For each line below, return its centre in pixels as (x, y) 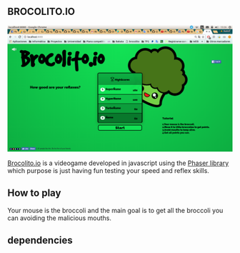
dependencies (40, 240)
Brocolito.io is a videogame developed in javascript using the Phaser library (118, 163)
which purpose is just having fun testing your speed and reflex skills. (108, 170)
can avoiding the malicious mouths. (60, 218)
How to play (34, 193)
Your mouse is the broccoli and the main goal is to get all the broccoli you (115, 210)
